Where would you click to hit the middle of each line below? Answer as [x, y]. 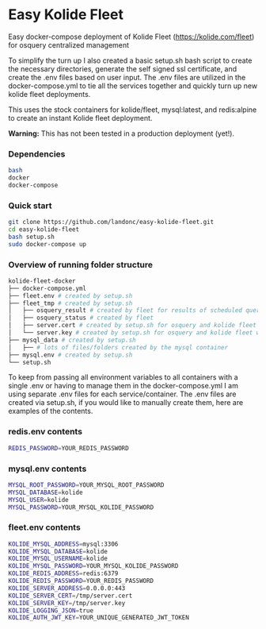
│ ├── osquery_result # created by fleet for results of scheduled [125, 311]
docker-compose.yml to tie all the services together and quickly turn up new [133, 86]
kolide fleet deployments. [49, 94]
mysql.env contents [47, 469]
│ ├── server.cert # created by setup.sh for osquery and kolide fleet [133, 326]
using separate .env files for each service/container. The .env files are [122, 394]
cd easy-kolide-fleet [44, 230]
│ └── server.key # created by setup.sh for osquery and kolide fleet [131, 333]
